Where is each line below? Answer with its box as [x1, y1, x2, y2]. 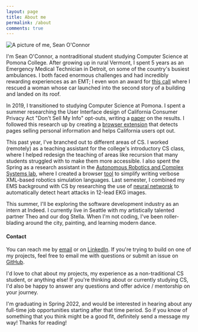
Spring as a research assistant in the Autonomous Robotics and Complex [6, 164, 184, 171]
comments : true [6, 25, 44, 31]
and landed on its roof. [6, 91, 61, 98]
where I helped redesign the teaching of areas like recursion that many [6, 152, 178, 159]
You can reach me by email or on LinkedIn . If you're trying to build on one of [6, 246, 191, 253]
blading [6, 220, 25, 227]
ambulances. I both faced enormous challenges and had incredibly [6, 72, 168, 79]
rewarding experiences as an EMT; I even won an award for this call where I [6, 78, 190, 85]
